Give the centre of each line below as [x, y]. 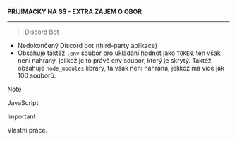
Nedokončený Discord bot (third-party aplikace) [87, 45]
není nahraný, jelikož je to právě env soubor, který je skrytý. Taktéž [114, 60]
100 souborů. [37, 75]
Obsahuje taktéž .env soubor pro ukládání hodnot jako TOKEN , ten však [119, 53]
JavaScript [23, 103]
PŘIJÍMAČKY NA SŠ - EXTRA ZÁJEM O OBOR [75, 12]
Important [22, 116]
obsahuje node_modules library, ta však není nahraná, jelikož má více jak [121, 68]
